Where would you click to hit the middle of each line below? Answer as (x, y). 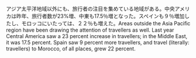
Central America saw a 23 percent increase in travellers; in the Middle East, (97, 36)
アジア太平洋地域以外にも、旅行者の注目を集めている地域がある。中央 (91, 9)
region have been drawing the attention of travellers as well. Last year (90, 30)
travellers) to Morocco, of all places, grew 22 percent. (71, 49)
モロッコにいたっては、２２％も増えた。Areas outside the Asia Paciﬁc (106, 23)
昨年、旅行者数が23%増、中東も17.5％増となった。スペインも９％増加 (100, 16)
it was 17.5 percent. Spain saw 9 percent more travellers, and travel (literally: (98, 42)
